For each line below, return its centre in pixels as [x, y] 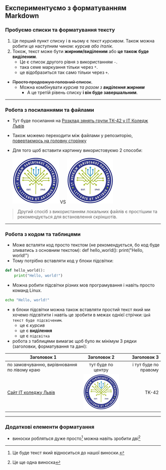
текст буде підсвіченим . [37, 320]
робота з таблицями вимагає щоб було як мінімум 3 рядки [74, 341]
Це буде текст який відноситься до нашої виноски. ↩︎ [68, 453]
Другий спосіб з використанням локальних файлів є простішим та [87, 211]
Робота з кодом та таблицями [43, 234]
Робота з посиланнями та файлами [50, 110]
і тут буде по [146, 364]
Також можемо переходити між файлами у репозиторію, [72, 135]
